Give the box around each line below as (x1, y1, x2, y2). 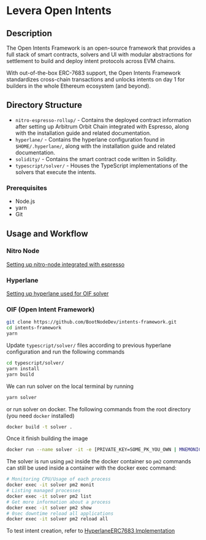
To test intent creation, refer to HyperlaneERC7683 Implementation (6, 527, 175, 534)
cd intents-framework (6, 325, 62, 331)
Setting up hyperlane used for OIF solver (6, 290, 109, 297)
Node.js (15, 197, 36, 205)
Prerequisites (6, 183, 47, 192)
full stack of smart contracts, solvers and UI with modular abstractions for (6, 51, 193, 58)
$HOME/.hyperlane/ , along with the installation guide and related (15, 142, 176, 150)
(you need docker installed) (6, 412, 75, 419)
